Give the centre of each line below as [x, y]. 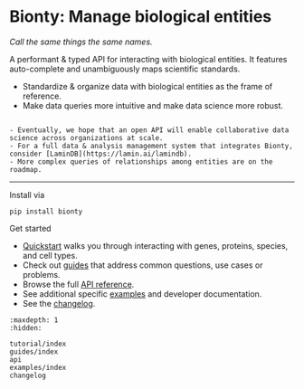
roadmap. [26, 169]
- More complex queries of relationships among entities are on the [141, 161]
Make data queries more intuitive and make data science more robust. [152, 105]
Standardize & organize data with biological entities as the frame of [147, 86]
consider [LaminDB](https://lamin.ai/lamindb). [101, 154]
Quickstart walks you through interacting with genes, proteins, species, [155, 245]
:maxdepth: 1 [34, 320]
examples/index [38, 367]
